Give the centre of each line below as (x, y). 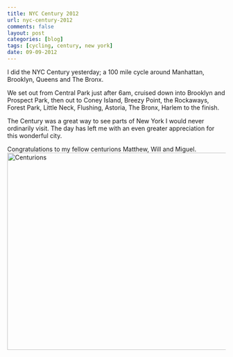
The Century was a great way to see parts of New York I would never (106, 121)
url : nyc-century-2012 (40, 20)
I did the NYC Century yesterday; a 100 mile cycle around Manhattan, (106, 72)
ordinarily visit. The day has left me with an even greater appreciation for (111, 128)
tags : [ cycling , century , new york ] (60, 46)
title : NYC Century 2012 (43, 14)
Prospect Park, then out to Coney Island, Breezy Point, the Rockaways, (108, 100)
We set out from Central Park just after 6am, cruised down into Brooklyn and (116, 93)
